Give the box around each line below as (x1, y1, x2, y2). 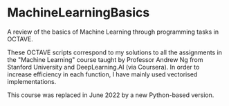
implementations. (7, 77, 57, 85)
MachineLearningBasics (7, 5, 150, 21)
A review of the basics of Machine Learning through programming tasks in (7, 28, 219, 36)
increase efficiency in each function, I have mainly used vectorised (7, 70, 198, 78)
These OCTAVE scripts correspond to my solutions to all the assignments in (7, 48, 223, 56)
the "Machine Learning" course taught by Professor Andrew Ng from (7, 55, 203, 63)
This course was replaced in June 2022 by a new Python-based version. (7, 91, 214, 99)
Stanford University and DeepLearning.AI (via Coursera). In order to (7, 63, 200, 71)
